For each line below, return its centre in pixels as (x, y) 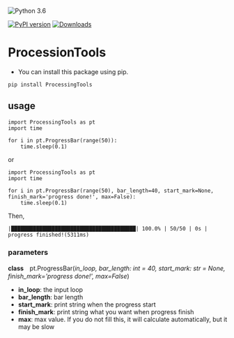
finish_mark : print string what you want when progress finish (106, 312)
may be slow (36, 327)
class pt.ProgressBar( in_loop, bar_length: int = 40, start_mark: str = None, (117, 268)
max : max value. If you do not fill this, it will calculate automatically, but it (123, 319)
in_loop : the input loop (50, 290)
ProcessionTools (57, 53)
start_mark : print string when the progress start (87, 304)
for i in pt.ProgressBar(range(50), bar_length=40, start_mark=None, (111, 191)
